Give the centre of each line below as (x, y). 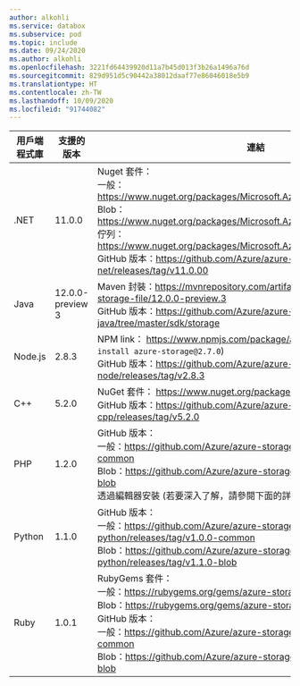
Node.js (30, 357)
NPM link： (121, 339)
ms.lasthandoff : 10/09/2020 (62, 101)
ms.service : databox (48, 26)
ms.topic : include (43, 42)
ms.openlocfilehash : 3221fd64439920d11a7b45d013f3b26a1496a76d (129, 68)
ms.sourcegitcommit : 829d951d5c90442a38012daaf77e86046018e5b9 (129, 76)
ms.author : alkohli (46, 59)
